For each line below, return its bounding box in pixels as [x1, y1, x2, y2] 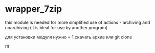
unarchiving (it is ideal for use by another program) [5, 24, 108, 30]
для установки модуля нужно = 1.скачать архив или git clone [5, 34, 132, 40]
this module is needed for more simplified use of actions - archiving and [5, 19, 150, 25]
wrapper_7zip [5, 3, 62, 15]
